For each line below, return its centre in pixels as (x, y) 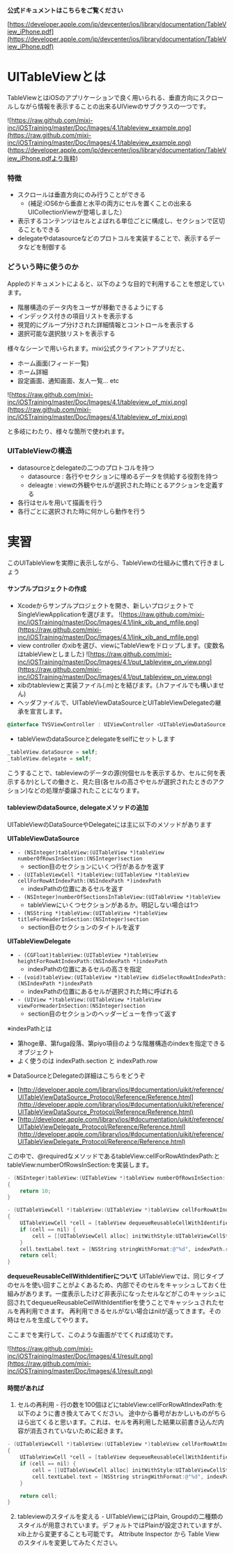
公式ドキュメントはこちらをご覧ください (65, 10)
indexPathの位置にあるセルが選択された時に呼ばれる (103, 991)
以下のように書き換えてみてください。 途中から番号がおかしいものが (116, 1413)
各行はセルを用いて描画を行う (60, 503)
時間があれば (25, 1388)
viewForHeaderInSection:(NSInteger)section (81, 1006)
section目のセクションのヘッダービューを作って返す (102, 1013)
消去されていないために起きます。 (78, 1431)
